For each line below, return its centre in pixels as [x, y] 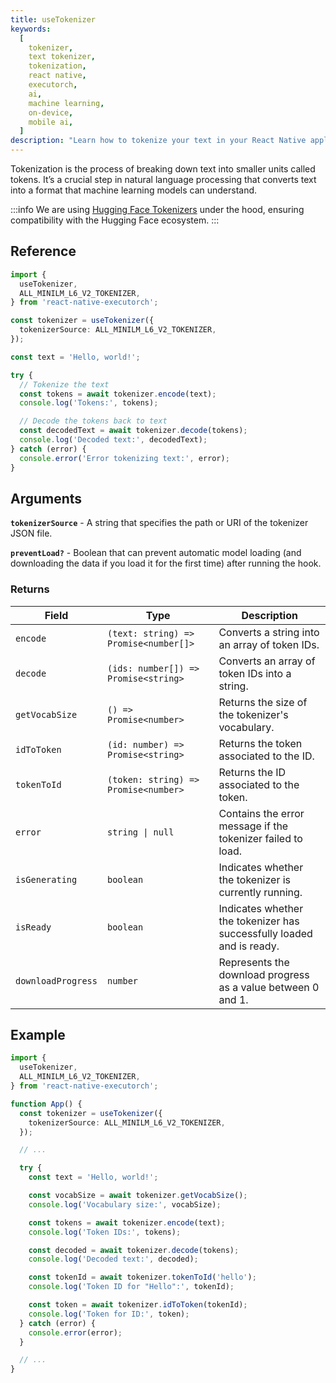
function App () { [46, 1104]
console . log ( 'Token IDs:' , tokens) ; [105, 1232]
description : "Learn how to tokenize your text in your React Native [158, 141]
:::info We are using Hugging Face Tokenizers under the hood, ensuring [157, 209]
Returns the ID [252, 772]
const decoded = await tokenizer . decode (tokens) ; [134, 1250]
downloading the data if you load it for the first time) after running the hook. [166, 563]
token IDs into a [255, 673]
